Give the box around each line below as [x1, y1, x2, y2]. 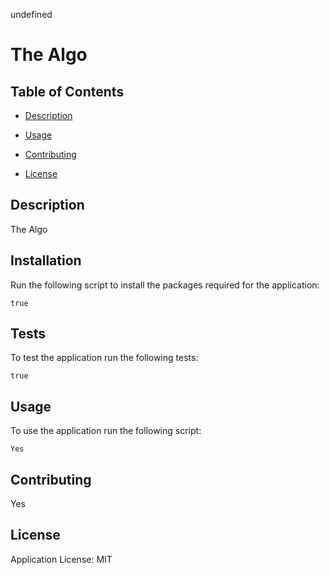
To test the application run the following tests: [10, 352, 199, 364]
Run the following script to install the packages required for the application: [10, 279, 320, 291]
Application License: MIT [10, 553, 113, 565]
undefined [10, 9, 53, 20]
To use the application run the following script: [10, 425, 202, 437]
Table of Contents [10, 83, 125, 100]
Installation [10, 252, 82, 269]
